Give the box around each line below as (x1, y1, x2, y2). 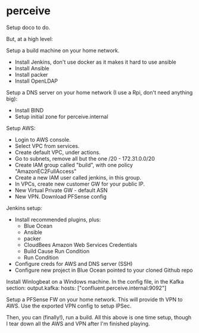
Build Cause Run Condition (23, 247, 90, 255)
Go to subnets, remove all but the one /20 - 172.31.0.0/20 (14, 155, 155, 162)
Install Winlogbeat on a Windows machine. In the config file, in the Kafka (6, 278, 184, 285)
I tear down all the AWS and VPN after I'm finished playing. (6, 320, 150, 327)
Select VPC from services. (14, 142, 80, 149)
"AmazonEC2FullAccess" (14, 168, 77, 175)
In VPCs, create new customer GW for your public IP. (14, 180, 145, 187)
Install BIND (14, 106, 44, 114)
